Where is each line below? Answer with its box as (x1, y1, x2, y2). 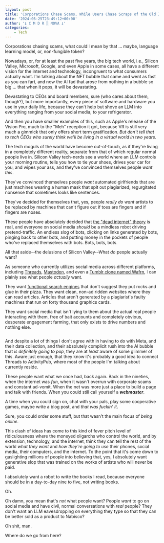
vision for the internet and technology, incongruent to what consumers (5, 68, 147, 74)
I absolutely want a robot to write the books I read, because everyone (5, 474, 145, 479)
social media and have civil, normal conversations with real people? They (5, 503, 152, 509)
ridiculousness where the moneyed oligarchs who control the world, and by (5, 433, 157, 439)
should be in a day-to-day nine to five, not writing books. (5, 479, 120, 485)
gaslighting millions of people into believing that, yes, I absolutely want (5, 454, 147, 460)
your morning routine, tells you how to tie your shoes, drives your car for (5, 159, 151, 165)
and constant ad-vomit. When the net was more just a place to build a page (5, 384, 157, 389)
